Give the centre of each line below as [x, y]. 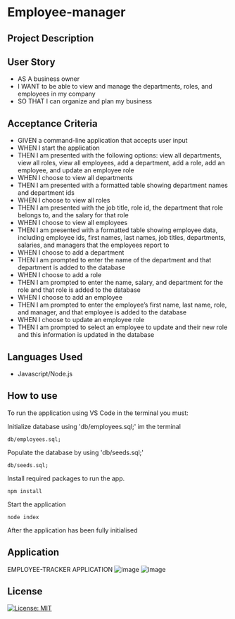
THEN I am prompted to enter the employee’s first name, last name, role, [122, 305]
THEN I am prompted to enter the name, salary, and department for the [120, 283]
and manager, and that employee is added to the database [102, 312]
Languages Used [45, 357]
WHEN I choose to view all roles [64, 200]
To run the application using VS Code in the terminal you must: [98, 413]
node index [23, 517]
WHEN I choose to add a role [59, 275]
